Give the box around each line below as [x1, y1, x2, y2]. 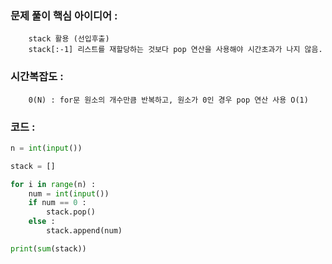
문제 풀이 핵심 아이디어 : [10, 8, 118, 22]
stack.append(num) [46, 226, 123, 236]
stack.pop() [46, 207, 97, 217]
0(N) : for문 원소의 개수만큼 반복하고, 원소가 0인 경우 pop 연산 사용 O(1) [28, 95, 309, 105]
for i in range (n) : [10, 179, 97, 189]
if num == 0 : [28, 198, 87, 208]
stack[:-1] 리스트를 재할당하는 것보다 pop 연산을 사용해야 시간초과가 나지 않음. [28, 45, 323, 55]
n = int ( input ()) [10, 143, 83, 153]
